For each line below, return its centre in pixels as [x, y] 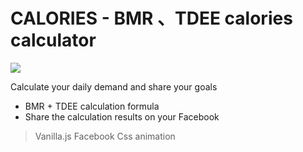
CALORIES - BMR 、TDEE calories [151, 18]
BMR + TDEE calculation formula [92, 106]
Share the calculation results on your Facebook [122, 116]
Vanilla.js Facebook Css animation [105, 136]
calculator [53, 40]
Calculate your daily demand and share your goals [114, 86]
